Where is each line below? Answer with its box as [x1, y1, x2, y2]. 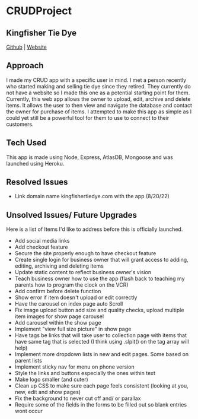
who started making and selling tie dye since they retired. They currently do [6, 82, 191, 90]
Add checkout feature [14, 243, 68, 250]
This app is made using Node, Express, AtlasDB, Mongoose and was [6, 153, 173, 161]
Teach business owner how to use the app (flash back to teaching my [14, 275, 185, 282]
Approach [6, 61, 44, 71]
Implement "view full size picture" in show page [14, 325, 132, 333]
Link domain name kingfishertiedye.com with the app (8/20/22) [14, 193, 170, 200]
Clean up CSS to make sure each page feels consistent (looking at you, [14, 382, 189, 389]
